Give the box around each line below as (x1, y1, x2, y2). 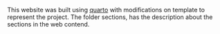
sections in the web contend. (7, 20, 90, 28)
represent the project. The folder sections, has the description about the (7, 13, 213, 21)
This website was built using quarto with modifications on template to (7, 6, 205, 14)
